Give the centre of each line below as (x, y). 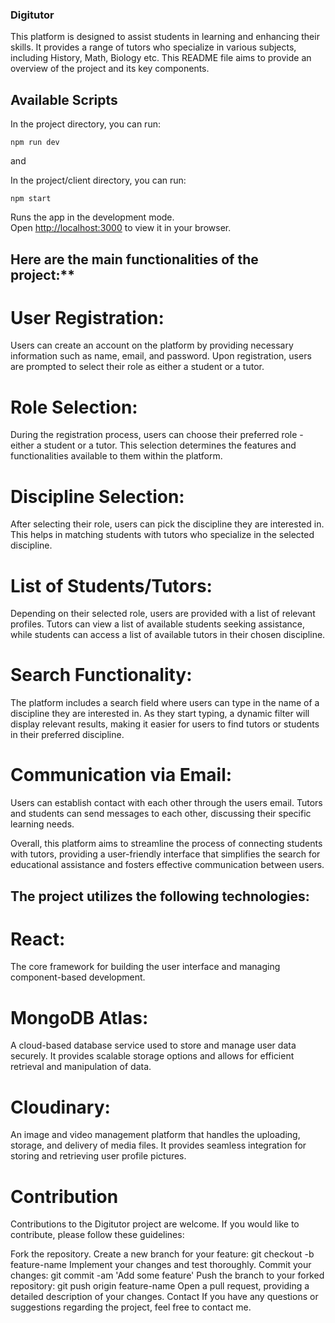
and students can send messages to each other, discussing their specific (161, 814)
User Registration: (87, 317)
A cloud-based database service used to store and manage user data (153, 1045)
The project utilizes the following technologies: (160, 896)
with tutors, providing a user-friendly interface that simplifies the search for (165, 854)
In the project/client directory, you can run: (98, 180)
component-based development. (78, 977)
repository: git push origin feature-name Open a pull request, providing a (160, 1286)
